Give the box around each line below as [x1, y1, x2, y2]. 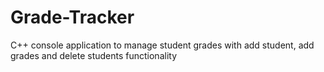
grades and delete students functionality [10, 49, 178, 61]
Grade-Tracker [10, 6, 135, 29]
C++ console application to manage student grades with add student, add [10, 39, 315, 51]
